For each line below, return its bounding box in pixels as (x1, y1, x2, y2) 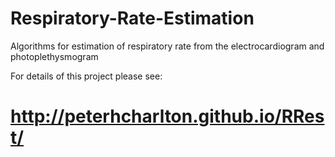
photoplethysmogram (10, 50, 99, 62)
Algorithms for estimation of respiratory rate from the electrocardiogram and (10, 40, 325, 52)
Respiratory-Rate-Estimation (10, 7, 255, 30)
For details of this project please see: (10, 70, 163, 82)
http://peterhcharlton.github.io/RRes (10, 105, 325, 128)
